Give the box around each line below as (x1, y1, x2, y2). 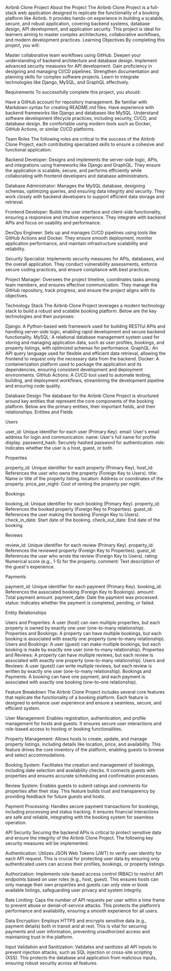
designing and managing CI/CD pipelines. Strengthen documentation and (5, 68, 159, 74)
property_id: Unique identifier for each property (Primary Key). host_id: (5, 465, 154, 470)
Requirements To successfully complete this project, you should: (5, 89, 141, 95)
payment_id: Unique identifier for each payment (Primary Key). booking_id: (5, 584, 162, 589)
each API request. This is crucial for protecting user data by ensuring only (5, 856, 160, 861)
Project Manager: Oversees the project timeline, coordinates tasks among (5, 276, 160, 282)
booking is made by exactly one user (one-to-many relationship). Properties (5, 647, 164, 652)
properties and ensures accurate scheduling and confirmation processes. (5, 773, 159, 779)
